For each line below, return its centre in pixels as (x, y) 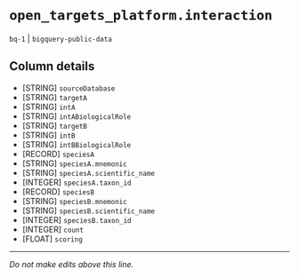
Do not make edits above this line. (72, 264)
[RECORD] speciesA (58, 154)
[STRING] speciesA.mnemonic (74, 163)
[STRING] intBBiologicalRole (77, 144)
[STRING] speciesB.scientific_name (89, 210)
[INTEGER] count (53, 229)
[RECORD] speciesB (58, 191)
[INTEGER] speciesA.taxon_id (77, 182)
